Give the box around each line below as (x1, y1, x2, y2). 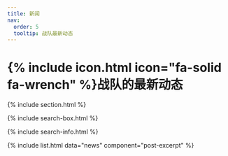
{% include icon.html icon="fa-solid (7, 60, 222, 76)
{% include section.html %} (7, 101, 87, 109)
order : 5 (13, 23, 39, 30)
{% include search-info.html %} (7, 127, 99, 136)
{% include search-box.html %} (7, 114, 99, 122)
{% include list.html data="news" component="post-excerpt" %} (7, 141, 194, 150)
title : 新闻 (7, 10, 40, 17)
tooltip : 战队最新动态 (13, 29, 73, 37)
